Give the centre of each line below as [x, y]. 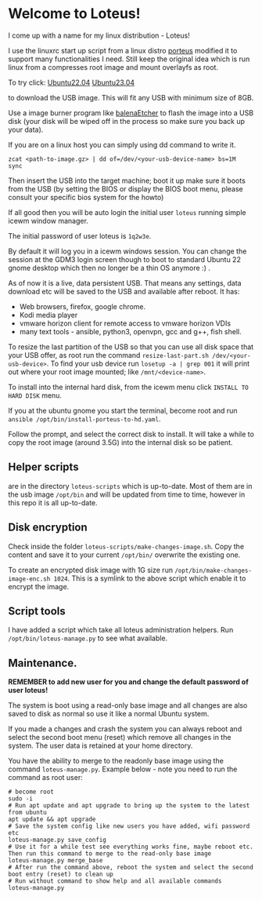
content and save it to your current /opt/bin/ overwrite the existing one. [124, 555]
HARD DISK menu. [35, 395]
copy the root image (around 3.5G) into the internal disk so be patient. [120, 442]
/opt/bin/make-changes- [214, 570]
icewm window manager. [48, 220]
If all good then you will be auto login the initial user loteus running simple [127, 212]
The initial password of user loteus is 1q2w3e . [80, 235]
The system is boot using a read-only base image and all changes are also [128, 705]
